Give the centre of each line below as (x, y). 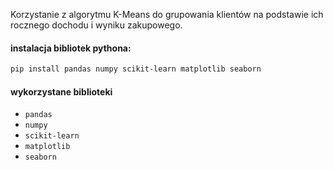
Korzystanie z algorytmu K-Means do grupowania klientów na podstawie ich (167, 14)
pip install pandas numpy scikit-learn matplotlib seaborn (136, 69)
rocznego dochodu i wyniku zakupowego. (96, 25)
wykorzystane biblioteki (61, 91)
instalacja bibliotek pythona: (71, 48)
